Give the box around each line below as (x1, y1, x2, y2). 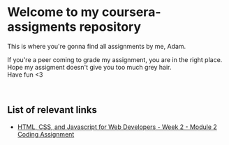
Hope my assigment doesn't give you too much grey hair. (7, 63, 172, 71)
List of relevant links (7, 104, 98, 116)
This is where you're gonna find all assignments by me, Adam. (7, 42, 186, 50)
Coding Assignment (17, 130, 75, 138)
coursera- (101, 4, 161, 20)
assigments (7, 19, 77, 35)
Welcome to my (7, 4, 100, 20)
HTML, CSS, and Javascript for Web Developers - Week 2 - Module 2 (17, 123, 218, 131)
